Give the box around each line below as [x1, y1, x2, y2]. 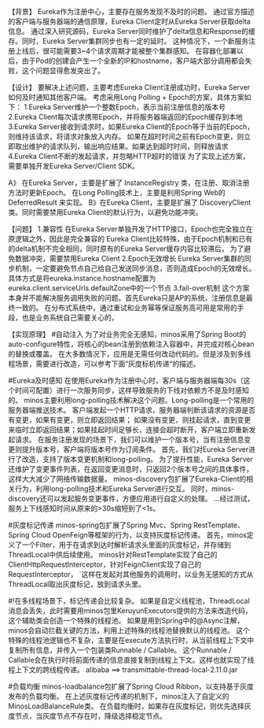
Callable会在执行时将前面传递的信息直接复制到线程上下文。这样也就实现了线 [8, 656, 255, 664]
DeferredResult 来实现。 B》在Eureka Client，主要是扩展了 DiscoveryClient [8, 198, 251, 207]
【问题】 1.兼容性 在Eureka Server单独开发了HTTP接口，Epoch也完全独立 [8, 224, 246, 234]
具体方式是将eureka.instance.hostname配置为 [8, 274, 156, 283]
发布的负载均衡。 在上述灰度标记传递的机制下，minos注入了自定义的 [8, 692, 229, 700]
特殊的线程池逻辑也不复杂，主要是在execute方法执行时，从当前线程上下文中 [8, 636, 255, 645]
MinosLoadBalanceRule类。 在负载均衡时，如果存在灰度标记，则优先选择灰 [8, 701, 251, 711]
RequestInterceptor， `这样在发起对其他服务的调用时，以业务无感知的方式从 [8, 570, 254, 578]
